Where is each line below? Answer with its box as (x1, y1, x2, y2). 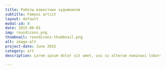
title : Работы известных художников (5, 7, 81, 12)
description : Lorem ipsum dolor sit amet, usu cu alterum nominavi (5, 53, 147, 58)
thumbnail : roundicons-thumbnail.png (5, 35, 83, 40)
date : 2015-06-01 (5, 26, 41, 31)
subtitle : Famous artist (5, 12, 56, 17)
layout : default (5, 16, 39, 21)
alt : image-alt (5, 39, 37, 44)
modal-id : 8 (5, 21, 30, 26)
